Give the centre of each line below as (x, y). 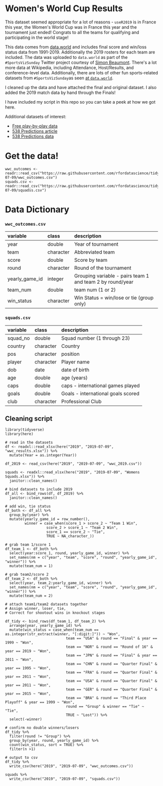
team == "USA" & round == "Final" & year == (112, 639)
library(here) (19, 434)
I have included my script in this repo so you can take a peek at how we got (80, 102)
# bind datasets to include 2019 (39, 490)
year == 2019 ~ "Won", (28, 651)
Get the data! (32, 156)
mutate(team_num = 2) (31, 596)
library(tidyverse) (25, 430)
